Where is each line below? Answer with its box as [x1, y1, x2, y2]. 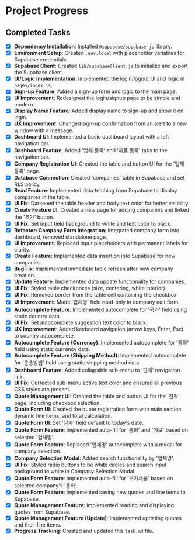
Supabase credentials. [13, 56, 68, 63]
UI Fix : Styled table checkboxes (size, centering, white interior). [13, 285, 167, 292]
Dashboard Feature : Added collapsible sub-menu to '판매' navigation [13, 366, 180, 373]
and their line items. [13, 521, 62, 528]
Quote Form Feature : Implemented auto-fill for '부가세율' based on [13, 475, 173, 482]
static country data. [13, 312, 61, 319]
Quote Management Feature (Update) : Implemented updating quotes [13, 514, 182, 521]
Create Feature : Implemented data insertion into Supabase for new [13, 253, 176, 260]
